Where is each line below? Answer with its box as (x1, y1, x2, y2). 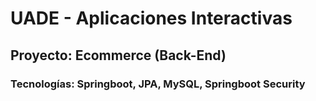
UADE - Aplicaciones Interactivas (10, 7, 293, 30)
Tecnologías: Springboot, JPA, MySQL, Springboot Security (10, 77, 306, 91)
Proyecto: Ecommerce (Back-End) (10, 47, 227, 64)
